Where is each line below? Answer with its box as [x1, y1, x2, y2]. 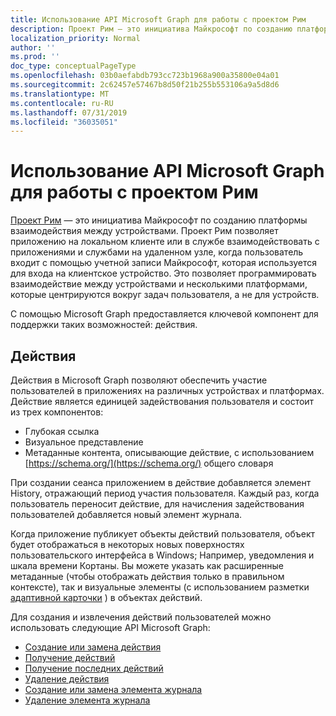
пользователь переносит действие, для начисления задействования [10, 498, 305, 510]
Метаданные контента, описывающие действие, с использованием [24, 447, 315, 458]
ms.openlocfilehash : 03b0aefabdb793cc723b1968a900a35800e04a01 [10, 71, 280, 81]
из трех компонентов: [10, 406, 104, 418]
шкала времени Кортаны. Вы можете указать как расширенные [10, 560, 285, 571]
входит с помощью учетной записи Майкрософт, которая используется [10, 257, 318, 269]
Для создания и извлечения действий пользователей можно [10, 611, 272, 623]
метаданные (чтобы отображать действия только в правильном [10, 571, 285, 582]
